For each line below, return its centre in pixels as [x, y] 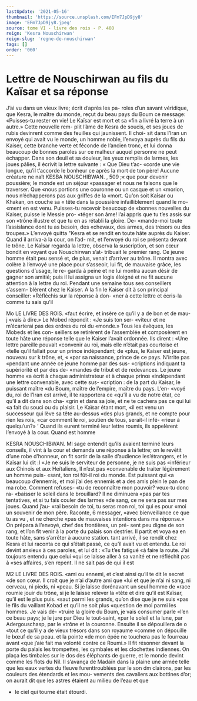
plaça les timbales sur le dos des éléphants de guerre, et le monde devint [95, 655]
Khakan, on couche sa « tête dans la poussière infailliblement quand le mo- [97, 201]
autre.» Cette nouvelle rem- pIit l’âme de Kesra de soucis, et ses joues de [95, 127]
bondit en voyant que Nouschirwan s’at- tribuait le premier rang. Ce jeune [95, 252]
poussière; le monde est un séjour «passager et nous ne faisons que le [92, 183]
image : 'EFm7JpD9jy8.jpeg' [39, 22]
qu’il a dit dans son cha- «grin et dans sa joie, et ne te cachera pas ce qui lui [98, 401]
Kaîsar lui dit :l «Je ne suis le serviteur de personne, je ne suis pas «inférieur [98, 462]
